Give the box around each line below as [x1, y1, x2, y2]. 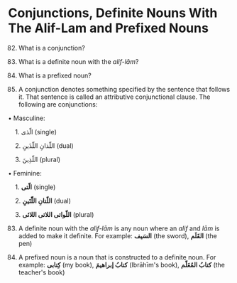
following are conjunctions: [18, 100, 98, 108]
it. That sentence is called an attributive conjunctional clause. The [18, 92, 211, 101]
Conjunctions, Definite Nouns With [8, 5, 218, 21]
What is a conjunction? [18, 43, 86, 52]
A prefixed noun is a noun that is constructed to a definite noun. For [18, 252, 216, 261]
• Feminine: [8, 169, 42, 177]
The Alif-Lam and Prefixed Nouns [8, 20, 209, 36]
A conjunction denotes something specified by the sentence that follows [18, 85, 230, 93]
